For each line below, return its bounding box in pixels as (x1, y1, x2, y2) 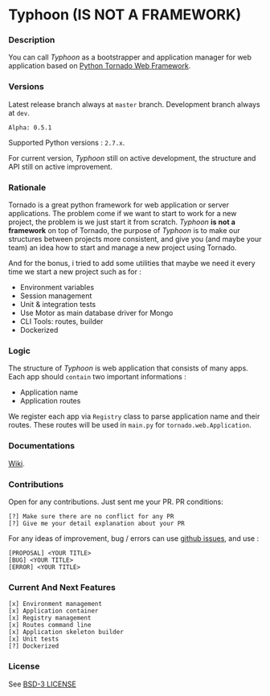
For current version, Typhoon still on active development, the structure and (8, 153, 256, 162)
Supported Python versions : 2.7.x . (8, 137, 125, 147)
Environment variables (19, 283, 95, 293)
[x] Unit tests (8, 635, 59, 644)
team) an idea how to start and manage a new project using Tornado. (8, 243, 237, 252)
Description (8, 35, 55, 46)
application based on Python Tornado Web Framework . (8, 61, 191, 71)
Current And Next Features (8, 581, 117, 592)
